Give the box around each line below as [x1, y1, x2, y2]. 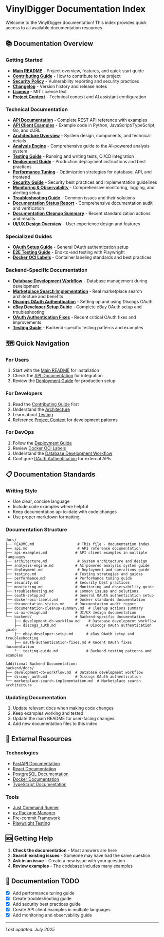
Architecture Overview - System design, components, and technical [12, 132, 151, 138]
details [12, 138, 26, 144]
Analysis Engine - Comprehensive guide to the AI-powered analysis [12, 143, 150, 149]
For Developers [5, 390, 43, 397]
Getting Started [5, 57, 43, 64]
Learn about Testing [12, 411, 53, 417]
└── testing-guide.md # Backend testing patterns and [14, 648, 152, 653]
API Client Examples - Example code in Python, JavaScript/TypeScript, [12, 122, 156, 128]
